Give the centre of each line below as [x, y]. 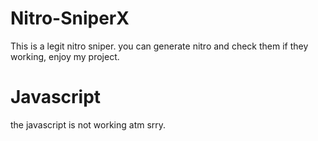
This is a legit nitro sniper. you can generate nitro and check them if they [159, 46]
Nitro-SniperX [70, 18]
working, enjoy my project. [65, 56]
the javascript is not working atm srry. [88, 124]
